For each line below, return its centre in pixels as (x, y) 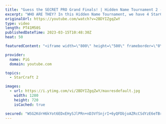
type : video (17, 23)
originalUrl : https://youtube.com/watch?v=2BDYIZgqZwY (63, 19)
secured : (14, 114)
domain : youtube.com (31, 64)
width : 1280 (26, 95)
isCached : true (30, 105)
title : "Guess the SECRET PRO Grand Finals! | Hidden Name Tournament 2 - (84, 10)
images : (13, 87)
